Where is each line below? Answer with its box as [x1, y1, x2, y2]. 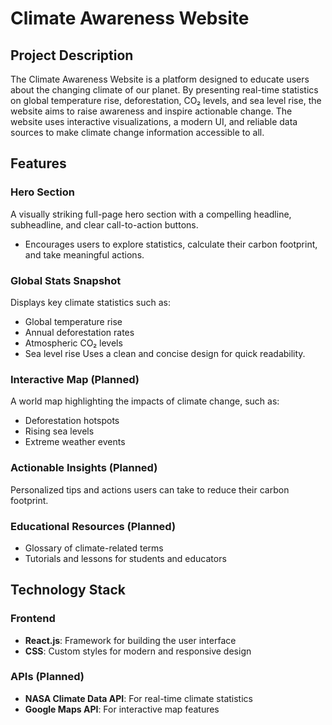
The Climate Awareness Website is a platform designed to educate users [10, 73, 310, 85]
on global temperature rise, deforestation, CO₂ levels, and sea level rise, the [10, 95, 322, 106]
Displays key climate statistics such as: [10, 296, 171, 308]
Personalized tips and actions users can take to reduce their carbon [10, 483, 290, 496]
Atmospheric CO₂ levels [24, 337, 123, 349]
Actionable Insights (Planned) [10, 461, 158, 475]
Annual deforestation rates [24, 326, 135, 338]
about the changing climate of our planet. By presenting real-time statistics [10, 84, 319, 96]
